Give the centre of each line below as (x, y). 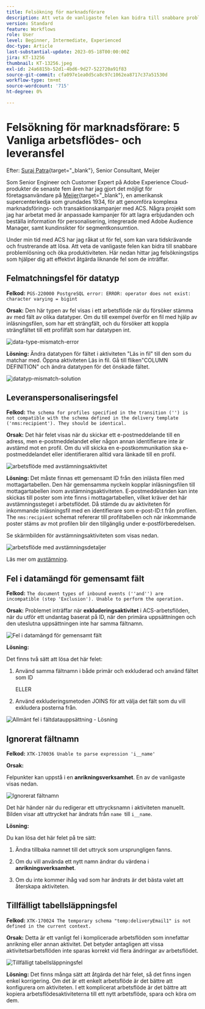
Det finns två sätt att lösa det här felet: (54, 659)
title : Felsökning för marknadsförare (56, 12)
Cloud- (180, 182)
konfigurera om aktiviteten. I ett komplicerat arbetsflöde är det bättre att (97, 987)
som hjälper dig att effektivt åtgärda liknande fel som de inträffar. (88, 259)
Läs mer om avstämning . (37, 559)
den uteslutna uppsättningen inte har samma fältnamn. (75, 624)
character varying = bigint (42, 299)
